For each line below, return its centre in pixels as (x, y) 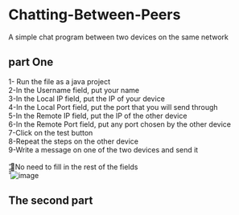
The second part (51, 201)
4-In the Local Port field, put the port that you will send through (113, 107)
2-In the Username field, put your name (74, 90)
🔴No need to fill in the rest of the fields (74, 167)
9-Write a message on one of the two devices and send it (103, 149)
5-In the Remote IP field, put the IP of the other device (98, 116)
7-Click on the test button (51, 132)
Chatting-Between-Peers (95, 15)
